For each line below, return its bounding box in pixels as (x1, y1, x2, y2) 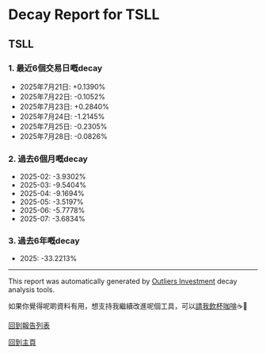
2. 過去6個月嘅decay (8, 153, 89, 164)
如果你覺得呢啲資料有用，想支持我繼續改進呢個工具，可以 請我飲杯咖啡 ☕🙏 (8, 302, 248, 311)
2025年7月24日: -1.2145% (19, 111, 105, 121)
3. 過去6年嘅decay (8, 236, 81, 247)
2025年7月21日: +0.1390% (19, 82, 106, 91)
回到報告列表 (8, 321, 50, 330)
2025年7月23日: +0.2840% (19, 102, 109, 111)
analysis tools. (8, 285, 55, 294)
